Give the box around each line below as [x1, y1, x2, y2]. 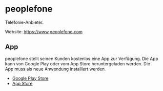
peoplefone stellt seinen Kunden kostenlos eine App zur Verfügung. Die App [5, 56, 159, 61]
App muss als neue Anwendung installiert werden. [5, 66, 106, 72]
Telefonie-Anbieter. [5, 19, 44, 25]
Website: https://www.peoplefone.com [5, 29, 83, 34]
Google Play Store [12, 75, 49, 81]
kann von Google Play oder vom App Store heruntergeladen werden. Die [5, 61, 150, 66]
